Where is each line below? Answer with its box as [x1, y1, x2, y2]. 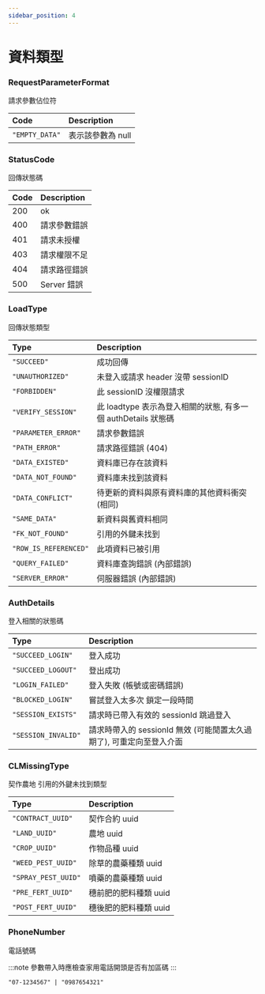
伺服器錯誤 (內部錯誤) [96, 573, 177, 584]
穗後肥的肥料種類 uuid [88, 902, 171, 913]
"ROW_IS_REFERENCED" [12, 543, 89, 553]
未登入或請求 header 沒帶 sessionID [96, 371, 229, 382]
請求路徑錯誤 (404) [96, 442, 168, 453]
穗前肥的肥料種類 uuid [88, 887, 171, 898]
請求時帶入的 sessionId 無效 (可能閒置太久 [88, 724, 244, 735]
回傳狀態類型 [8, 322, 50, 332]
